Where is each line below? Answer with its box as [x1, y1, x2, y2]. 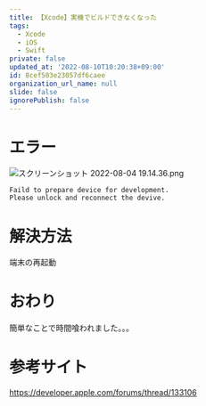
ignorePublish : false [9, 95, 90, 105]
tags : [9, 21, 29, 30]
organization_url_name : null [9, 79, 118, 88]
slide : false [9, 87, 58, 96]
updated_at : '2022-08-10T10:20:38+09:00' [9, 63, 166, 72]
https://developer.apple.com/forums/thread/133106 [9, 387, 198, 398]
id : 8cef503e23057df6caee [9, 71, 105, 80]
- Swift [17, 46, 46, 55]
